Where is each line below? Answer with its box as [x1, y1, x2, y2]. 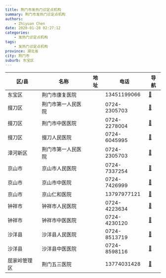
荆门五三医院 [41, 261, 72, 268]
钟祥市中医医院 [41, 217, 77, 224]
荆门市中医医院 [41, 120, 77, 127]
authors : [5, 16, 23, 21]
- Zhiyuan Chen [14, 21, 45, 26]
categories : [5, 30, 30, 35]
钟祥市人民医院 [41, 203, 77, 210]
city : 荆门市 [5, 53, 30, 58]
